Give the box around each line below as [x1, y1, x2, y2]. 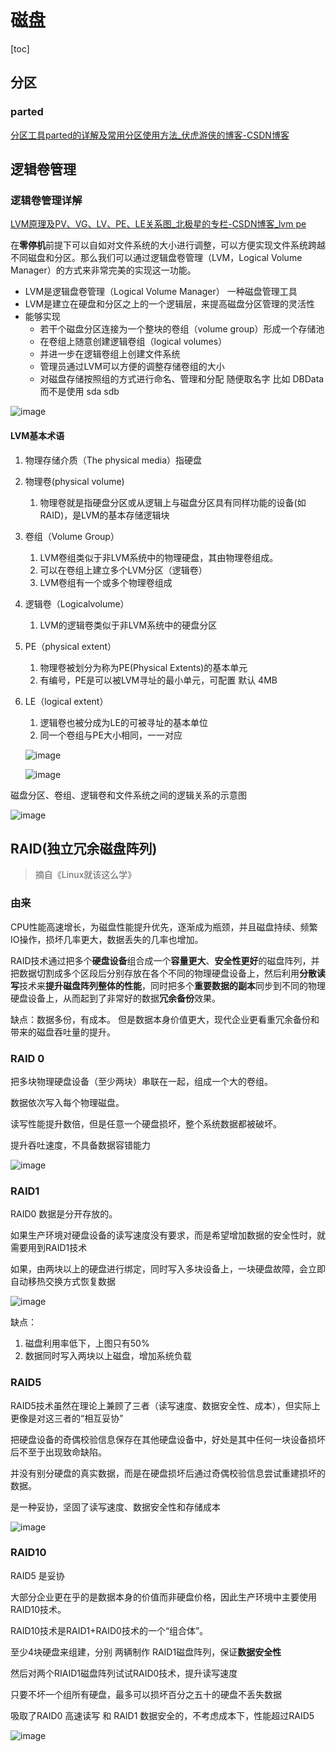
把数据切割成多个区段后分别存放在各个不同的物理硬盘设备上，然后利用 [10, 967, 300, 979]
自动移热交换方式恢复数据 [10, 1276, 116, 1288]
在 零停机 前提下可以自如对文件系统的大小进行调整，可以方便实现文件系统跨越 [10, 239, 326, 251]
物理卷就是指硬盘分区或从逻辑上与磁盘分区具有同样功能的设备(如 [39, 496, 307, 508]
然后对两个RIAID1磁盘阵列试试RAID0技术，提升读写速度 [10, 1667, 238, 1679]
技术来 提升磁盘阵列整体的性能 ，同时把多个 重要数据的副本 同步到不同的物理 [19, 979, 326, 991]
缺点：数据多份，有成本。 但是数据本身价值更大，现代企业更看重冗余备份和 [10, 1013, 320, 1025]
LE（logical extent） [24, 695, 109, 707]
